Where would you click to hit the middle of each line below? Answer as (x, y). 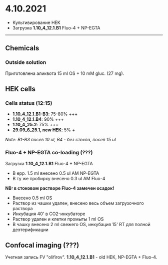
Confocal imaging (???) (42, 245)
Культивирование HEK (36, 22)
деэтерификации (30, 230)
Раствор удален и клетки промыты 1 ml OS (58, 219)
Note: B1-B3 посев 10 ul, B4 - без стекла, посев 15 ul (60, 140)
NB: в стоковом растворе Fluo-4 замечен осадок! (60, 188)
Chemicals (22, 48)
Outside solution (26, 62)
